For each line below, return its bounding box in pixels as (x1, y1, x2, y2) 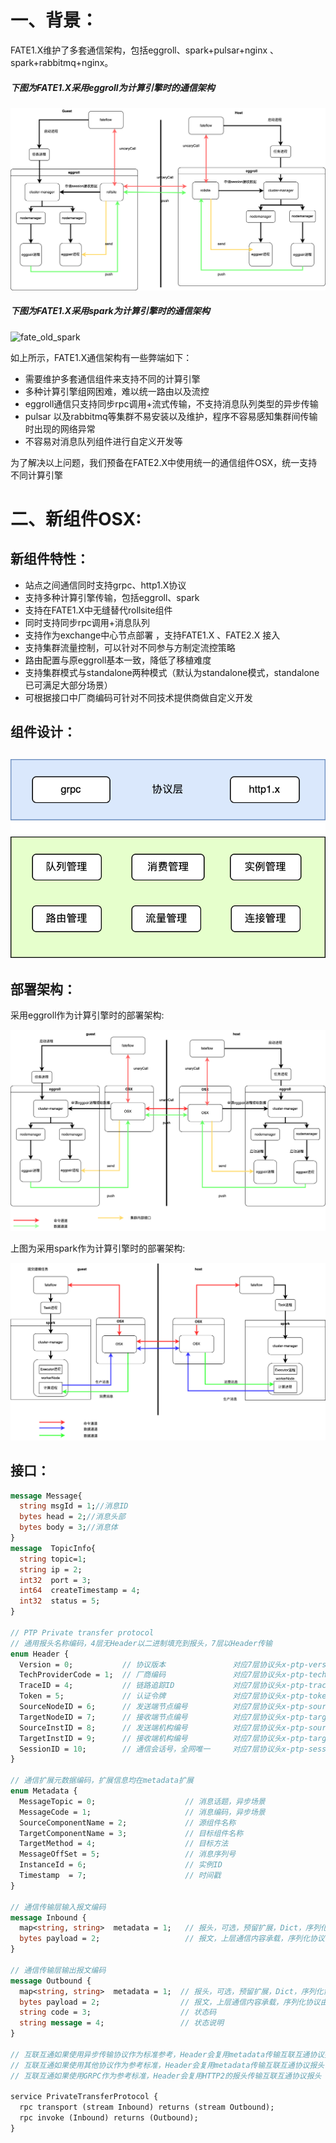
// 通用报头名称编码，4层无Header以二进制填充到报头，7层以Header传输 (10, 1638, 273, 1648)
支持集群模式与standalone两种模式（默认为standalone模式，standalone (24, 666, 320, 678)
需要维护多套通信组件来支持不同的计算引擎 (24, 372, 201, 385)
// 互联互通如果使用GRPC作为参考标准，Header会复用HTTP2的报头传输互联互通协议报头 (10, 2071, 322, 2081)
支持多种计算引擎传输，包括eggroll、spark (24, 591, 200, 603)
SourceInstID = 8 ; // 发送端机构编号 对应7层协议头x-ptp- (19, 1722, 309, 1733)
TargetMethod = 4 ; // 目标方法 (19, 1839, 229, 1849)
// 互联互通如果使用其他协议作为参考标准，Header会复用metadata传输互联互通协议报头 (10, 2060, 325, 2070)
